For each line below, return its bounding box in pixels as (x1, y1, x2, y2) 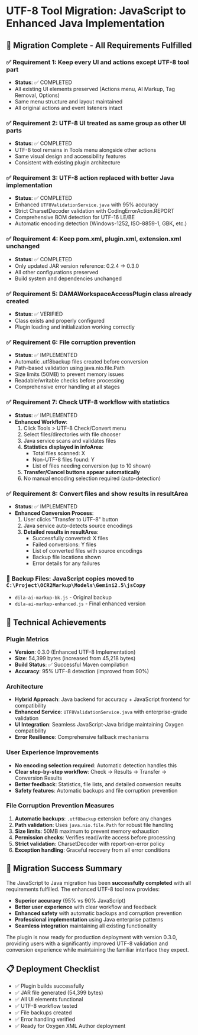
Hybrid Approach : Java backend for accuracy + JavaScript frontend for (14, 696, 191, 703)
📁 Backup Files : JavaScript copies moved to (6, 575, 134, 583)
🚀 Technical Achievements (6, 617, 106, 627)
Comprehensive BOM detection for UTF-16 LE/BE (14, 214, 135, 221)
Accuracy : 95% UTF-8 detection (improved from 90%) (14, 667, 150, 674)
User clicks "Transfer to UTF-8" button (23, 515, 118, 523)
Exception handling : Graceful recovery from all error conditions (14, 846, 170, 854)
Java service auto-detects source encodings (23, 522, 133, 529)
